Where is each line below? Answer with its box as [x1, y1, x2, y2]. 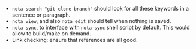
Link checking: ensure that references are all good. [11, 37, 138, 43]
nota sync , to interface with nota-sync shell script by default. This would [11, 24, 190, 31]
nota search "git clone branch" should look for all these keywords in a [11, 5, 189, 12]
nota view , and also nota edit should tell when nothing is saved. [11, 18, 171, 24]
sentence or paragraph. [11, 11, 71, 18]
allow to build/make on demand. [11, 30, 91, 37]
